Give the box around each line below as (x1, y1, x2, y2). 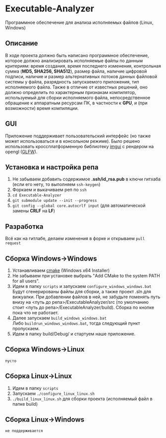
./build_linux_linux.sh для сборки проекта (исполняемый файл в (12, 396, 153, 402)
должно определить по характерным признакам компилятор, (5, 89, 136, 95)
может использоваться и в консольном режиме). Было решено (5, 138, 140, 144)
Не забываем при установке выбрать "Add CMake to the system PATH (12, 273, 160, 278)
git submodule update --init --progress (12, 198, 97, 203)
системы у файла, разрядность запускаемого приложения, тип (5, 79, 140, 85)
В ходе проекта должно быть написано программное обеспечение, (5, 52, 150, 58)
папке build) (12, 401, 38, 407)
